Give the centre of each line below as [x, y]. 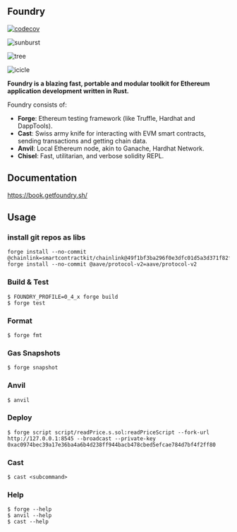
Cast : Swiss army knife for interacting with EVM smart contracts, [111, 133]
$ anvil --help [30, 516]
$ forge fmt [25, 335]
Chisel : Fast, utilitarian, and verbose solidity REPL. [91, 155]
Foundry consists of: [37, 105]
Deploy [20, 418]
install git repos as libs [47, 237]
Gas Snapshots [34, 353]
